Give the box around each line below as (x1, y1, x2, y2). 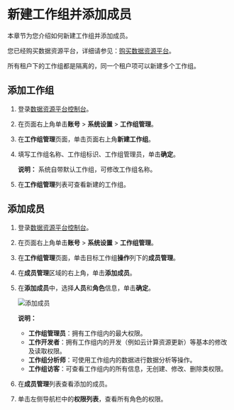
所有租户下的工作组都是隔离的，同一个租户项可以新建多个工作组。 (7, 61, 200, 70)
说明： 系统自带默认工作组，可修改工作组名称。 (17, 165, 157, 173)
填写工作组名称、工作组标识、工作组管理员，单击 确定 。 (17, 150, 179, 158)
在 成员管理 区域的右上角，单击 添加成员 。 (17, 268, 136, 277)
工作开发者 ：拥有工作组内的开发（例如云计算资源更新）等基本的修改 (28, 338, 228, 346)
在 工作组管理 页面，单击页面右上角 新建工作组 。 (17, 134, 155, 143)
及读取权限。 (28, 346, 66, 355)
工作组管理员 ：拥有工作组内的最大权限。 (28, 328, 147, 338)
